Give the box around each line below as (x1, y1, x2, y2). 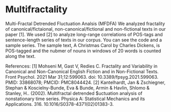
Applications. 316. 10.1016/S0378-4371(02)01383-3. (5, 101, 114, 107)
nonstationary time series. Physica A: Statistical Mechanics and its (5, 96, 145, 102)
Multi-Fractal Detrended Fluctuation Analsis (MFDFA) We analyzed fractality (5, 20, 165, 27)
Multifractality (5, 4, 68, 15)
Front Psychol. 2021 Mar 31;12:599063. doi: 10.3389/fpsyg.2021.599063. (5, 74, 159, 80)
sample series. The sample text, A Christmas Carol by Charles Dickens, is (5, 42, 160, 48)
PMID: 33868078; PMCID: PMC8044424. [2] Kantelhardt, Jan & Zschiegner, (5, 79, 165, 85)
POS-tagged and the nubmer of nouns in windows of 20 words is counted (5, 48, 161, 54)
